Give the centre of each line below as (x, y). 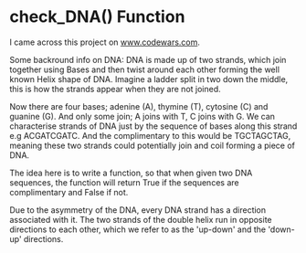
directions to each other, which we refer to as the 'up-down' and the (138, 229)
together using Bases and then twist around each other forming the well (145, 69)
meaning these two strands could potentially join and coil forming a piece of (152, 145)
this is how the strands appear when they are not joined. (115, 89)
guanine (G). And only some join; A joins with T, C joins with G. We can (142, 116)
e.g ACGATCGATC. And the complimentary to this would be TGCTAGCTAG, (150, 135)
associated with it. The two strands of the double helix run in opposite (141, 219)
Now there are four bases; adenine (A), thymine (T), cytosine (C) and (139, 106)
